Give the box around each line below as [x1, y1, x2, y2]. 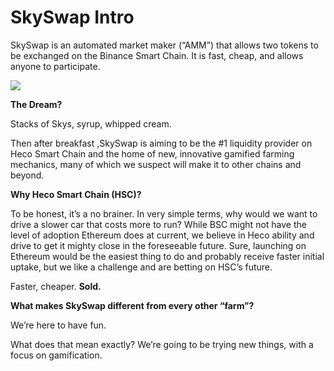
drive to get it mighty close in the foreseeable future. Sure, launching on [10, 239, 307, 251]
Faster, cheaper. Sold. [10, 280, 102, 292]
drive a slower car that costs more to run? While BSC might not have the [10, 218, 307, 230]
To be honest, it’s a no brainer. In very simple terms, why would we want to [10, 207, 318, 220]
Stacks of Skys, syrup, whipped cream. [10, 117, 172, 130]
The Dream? [10, 98, 63, 110]
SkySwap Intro [10, 6, 135, 29]
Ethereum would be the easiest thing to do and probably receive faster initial [10, 250, 325, 262]
